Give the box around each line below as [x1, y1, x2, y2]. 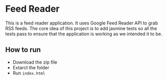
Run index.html [12, 70, 45, 76]
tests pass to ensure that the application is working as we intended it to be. [5, 31, 163, 37]
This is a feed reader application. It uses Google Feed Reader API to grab [5, 20, 158, 26]
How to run [5, 45, 41, 54]
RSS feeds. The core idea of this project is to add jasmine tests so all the [5, 25, 157, 31]
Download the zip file [12, 59, 58, 65]
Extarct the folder [12, 64, 49, 70]
